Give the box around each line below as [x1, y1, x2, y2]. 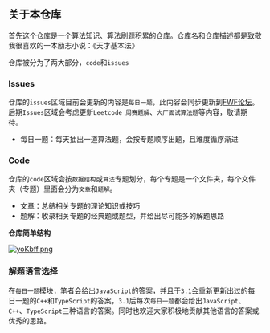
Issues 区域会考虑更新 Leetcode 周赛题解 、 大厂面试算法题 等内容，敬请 [22, 108, 241, 117]
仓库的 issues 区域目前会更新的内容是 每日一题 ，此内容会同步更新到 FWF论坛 [8, 97, 252, 107]
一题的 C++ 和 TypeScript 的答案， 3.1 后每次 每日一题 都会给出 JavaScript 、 [14, 295, 246, 305]
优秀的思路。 [8, 315, 51, 325]
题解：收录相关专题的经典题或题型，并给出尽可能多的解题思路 [19, 211, 225, 221]
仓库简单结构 [8, 228, 51, 238]
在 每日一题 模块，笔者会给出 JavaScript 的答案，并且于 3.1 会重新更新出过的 [8, 286, 248, 295]
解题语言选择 [8, 266, 59, 277]
